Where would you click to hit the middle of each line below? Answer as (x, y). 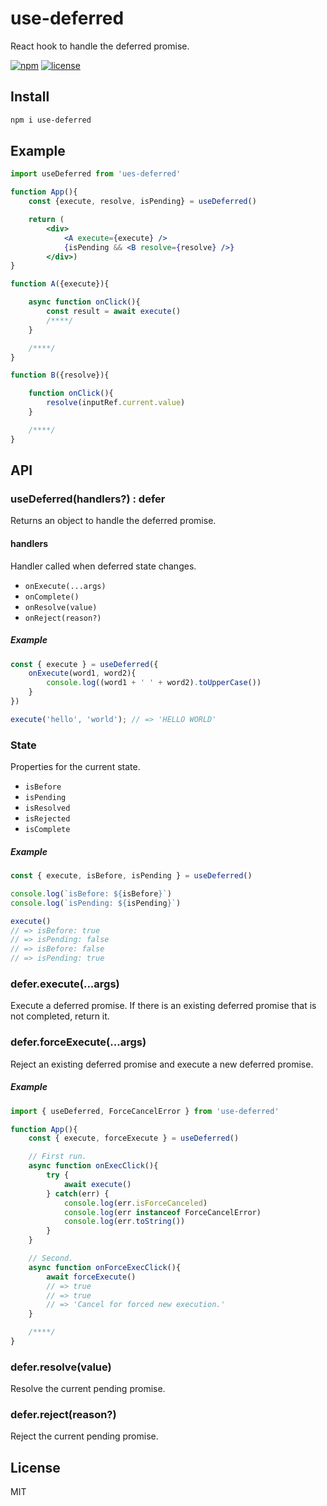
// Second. (51, 1258)
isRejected (47, 819)
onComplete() (52, 597)
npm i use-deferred (51, 120)
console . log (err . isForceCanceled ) (135, 1203)
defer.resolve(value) (61, 1367)
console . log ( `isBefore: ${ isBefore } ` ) (91, 893)
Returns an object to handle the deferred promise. (113, 521)
